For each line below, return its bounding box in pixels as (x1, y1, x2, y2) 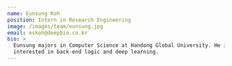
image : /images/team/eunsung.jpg (7, 23, 104, 30)
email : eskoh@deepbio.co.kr (7, 29, 88, 36)
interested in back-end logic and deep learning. (13, 49, 159, 56)
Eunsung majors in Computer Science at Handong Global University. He (13, 42, 221, 49)
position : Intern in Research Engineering (7, 16, 131, 23)
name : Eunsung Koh (7, 10, 60, 17)
